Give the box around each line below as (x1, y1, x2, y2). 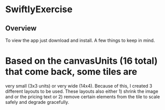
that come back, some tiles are (5, 66, 138, 77)
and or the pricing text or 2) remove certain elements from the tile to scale (5, 93, 160, 100)
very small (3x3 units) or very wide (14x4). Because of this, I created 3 (5, 82, 152, 89)
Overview (5, 24, 37, 33)
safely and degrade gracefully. (5, 99, 70, 105)
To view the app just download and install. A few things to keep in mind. (5, 37, 155, 43)
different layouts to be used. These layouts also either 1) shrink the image (5, 88, 158, 94)
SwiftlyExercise (5, 4, 73, 15)
